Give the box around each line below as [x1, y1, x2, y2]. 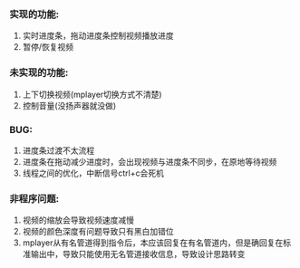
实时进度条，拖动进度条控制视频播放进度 [22, 30, 174, 42]
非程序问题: [9, 192, 60, 205]
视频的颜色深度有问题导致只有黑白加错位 [22, 226, 174, 237]
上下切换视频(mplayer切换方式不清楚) [22, 89, 162, 100]
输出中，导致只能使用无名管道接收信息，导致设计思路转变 [30, 249, 246, 260]
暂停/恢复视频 [22, 42, 74, 53]
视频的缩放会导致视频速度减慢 [22, 215, 134, 225]
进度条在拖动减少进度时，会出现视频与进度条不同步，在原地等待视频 [22, 156, 277, 167]
